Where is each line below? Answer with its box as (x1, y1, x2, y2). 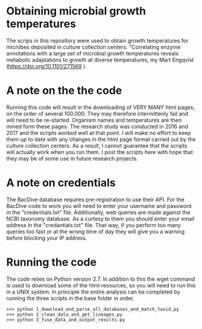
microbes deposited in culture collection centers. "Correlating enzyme (6, 43, 181, 51)
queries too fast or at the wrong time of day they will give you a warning (6, 228, 185, 235)
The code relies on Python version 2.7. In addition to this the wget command (6, 275, 195, 283)
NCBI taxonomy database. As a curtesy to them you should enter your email (6, 215, 195, 222)
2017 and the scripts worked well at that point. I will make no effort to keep (6, 129, 191, 136)
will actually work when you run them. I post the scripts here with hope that (6, 148, 193, 155)
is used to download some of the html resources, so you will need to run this (6, 281, 196, 289)
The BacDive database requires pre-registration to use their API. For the (6, 196, 185, 203)
